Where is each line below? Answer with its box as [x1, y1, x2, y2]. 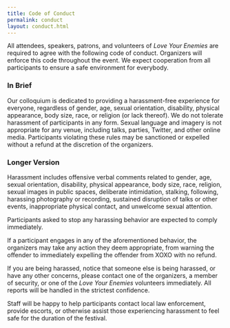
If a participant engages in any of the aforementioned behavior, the [7, 236, 198, 244]
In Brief [7, 80, 32, 90]
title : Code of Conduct [7, 10, 76, 17]
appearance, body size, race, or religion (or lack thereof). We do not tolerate [7, 111, 224, 119]
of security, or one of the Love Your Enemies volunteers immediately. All [7, 278, 211, 287]
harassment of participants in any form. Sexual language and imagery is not [7, 118, 222, 127]
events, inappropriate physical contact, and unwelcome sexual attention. [7, 202, 213, 210]
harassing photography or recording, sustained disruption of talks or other [7, 195, 218, 203]
